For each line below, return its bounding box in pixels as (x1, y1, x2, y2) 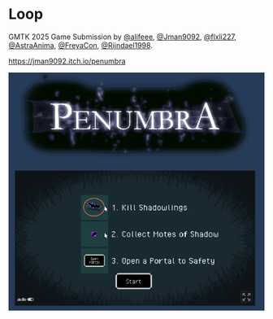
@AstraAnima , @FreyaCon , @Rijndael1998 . (8, 40, 153, 50)
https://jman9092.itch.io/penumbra (8, 56, 126, 66)
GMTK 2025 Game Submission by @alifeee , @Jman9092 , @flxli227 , (8, 32, 237, 42)
